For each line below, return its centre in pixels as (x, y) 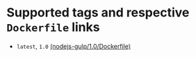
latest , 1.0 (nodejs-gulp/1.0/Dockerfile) (74, 46)
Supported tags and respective (98, 13)
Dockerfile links (53, 27)
